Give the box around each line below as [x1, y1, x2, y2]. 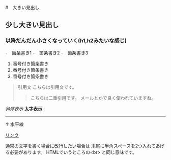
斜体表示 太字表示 [5, 106, 42, 112]
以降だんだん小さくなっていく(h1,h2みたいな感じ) [5, 37, 127, 44]
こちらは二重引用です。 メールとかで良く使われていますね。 [30, 94, 156, 101]
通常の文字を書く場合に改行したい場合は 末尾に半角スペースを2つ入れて [5, 143, 156, 149]
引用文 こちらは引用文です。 [17, 84, 77, 90]
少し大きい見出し [5, 21, 59, 29]
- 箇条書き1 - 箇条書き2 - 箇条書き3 [5, 50, 89, 56]
